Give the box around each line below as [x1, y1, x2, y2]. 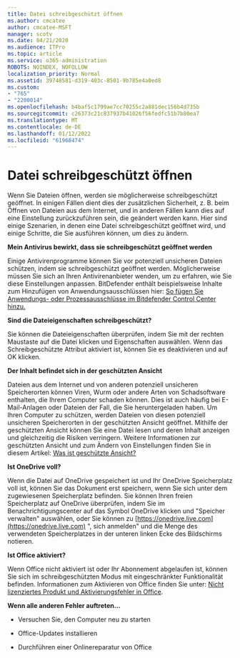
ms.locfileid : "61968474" [7, 136, 84, 144]
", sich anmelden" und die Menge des [86, 522, 198, 531]
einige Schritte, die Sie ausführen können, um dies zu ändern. [7, 229, 189, 238]
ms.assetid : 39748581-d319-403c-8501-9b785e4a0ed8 [7, 76, 161, 84]
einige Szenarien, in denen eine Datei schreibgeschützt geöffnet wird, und [7, 221, 226, 230]
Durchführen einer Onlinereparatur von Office [17, 643, 152, 652]
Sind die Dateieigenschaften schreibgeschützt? [7, 316, 152, 325]
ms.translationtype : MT [7, 116, 79, 124]
